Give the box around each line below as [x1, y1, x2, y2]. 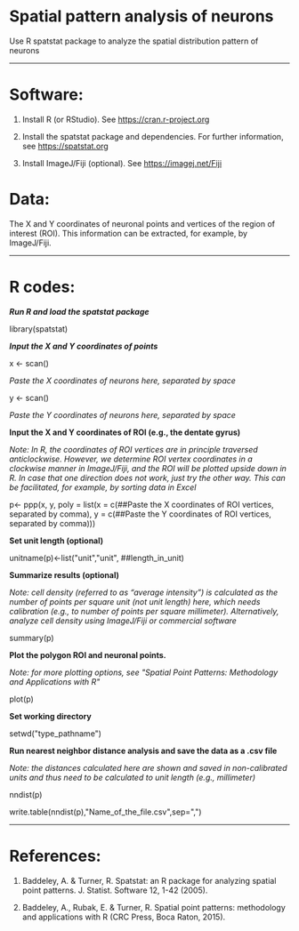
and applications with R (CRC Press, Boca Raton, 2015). [21, 911, 226, 922]
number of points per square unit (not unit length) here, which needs [9, 596, 261, 606]
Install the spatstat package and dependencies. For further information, [21, 131, 284, 141]
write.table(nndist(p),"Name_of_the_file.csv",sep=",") [9, 807, 202, 817]
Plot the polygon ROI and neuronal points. [9, 649, 166, 660]
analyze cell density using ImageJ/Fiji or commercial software [9, 615, 238, 626]
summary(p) [9, 632, 55, 643]
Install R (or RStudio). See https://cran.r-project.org [21, 114, 210, 124]
